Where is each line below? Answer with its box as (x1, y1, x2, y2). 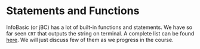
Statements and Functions (6, 4, 140, 18)
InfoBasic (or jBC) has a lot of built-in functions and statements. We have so (6, 24, 193, 31)
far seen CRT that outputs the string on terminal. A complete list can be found (6, 30, 195, 37)
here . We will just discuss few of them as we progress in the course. (6, 36, 174, 43)
